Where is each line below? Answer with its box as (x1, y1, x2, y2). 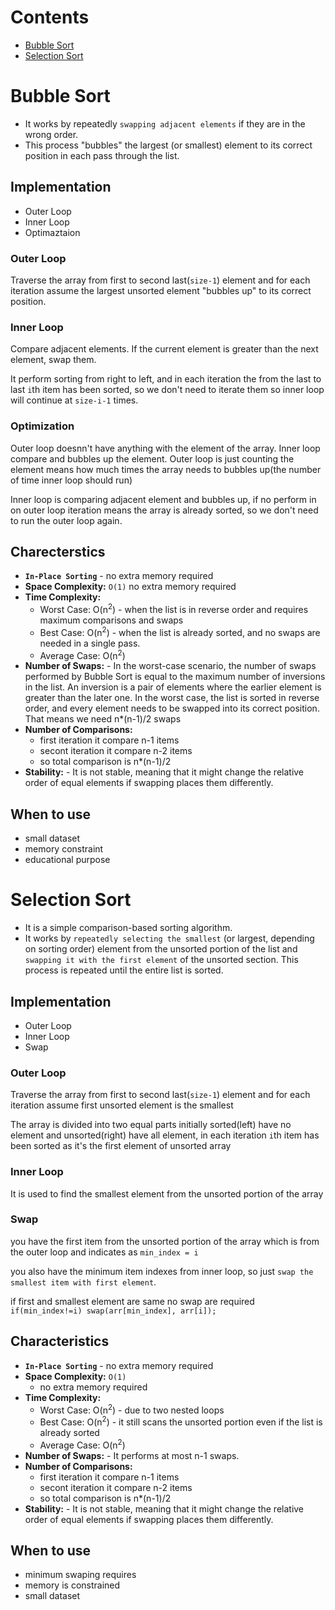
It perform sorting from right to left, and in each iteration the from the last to (10, 373, 322, 385)
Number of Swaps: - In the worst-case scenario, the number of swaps (24, 660, 317, 672)
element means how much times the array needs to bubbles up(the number (10, 463, 322, 475)
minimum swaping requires (24, 1569, 137, 1581)
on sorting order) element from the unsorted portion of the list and (24, 943, 298, 955)
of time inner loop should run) (10, 474, 133, 486)
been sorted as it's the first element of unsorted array (10, 1140, 232, 1152)
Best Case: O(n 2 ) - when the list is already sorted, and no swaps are (39, 625, 321, 638)
